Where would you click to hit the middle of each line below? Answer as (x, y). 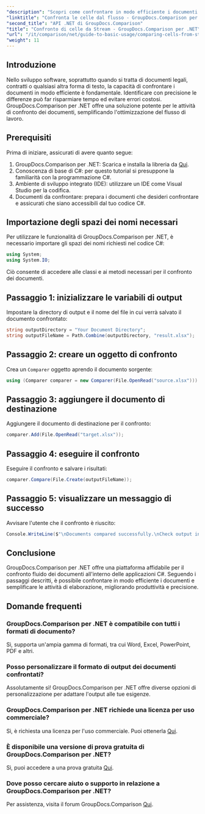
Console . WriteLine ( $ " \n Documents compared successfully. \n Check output (99, 534)
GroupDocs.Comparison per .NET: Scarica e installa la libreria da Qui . (102, 164)
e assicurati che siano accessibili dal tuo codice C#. (80, 203)
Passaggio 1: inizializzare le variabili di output (94, 297)
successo (25, 508)
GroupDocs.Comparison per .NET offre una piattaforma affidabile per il (95, 568)
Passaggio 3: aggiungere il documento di (86, 399)
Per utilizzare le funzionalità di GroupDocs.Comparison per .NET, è (90, 237)
